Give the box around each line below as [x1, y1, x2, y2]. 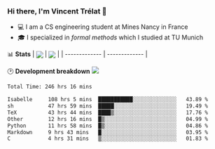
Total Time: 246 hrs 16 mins [7, 84, 92, 91]
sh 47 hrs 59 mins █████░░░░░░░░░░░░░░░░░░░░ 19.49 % [7, 103, 209, 110]
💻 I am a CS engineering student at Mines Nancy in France [17, 22, 188, 31]
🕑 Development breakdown [7, 67, 90, 76]
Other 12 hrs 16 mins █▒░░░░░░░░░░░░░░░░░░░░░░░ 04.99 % [7, 115, 209, 122]
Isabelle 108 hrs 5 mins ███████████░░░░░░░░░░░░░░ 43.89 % [7, 96, 209, 103]
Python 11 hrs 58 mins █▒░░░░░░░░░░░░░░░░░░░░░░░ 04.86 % [7, 122, 209, 129]
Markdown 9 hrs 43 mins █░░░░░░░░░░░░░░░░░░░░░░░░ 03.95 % [7, 129, 209, 136]
